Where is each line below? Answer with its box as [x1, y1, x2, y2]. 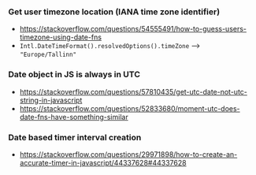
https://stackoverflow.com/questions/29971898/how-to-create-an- [19, 149, 238, 159]
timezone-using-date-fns [19, 32, 102, 42]
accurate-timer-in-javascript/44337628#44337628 [19, 158, 187, 167]
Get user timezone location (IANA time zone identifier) [8, 6, 221, 17]
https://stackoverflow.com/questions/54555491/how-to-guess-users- [19, 24, 247, 34]
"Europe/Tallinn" [19, 50, 77, 59]
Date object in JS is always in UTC [8, 69, 140, 80]
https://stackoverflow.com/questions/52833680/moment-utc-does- [19, 103, 240, 113]
